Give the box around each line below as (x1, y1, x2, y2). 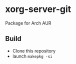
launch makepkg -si (12, 53, 52, 59)
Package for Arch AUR (5, 20, 51, 26)
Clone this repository (12, 47, 56, 53)
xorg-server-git (5, 3, 71, 15)
